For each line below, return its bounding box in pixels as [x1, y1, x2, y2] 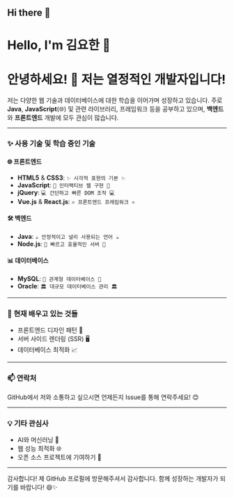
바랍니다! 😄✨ [19, 483, 58, 491]
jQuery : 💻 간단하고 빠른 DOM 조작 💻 [17, 188, 116, 196]
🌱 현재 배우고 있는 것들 [7, 309, 78, 318]
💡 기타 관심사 [7, 419, 49, 428]
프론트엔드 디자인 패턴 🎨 [17, 326, 84, 334]
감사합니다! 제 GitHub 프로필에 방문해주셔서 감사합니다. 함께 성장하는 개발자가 [7, 474, 219, 483]
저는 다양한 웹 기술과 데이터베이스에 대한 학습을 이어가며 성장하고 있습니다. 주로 [7, 95, 223, 104]
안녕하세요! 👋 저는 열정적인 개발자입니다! [7, 71, 226, 87]
